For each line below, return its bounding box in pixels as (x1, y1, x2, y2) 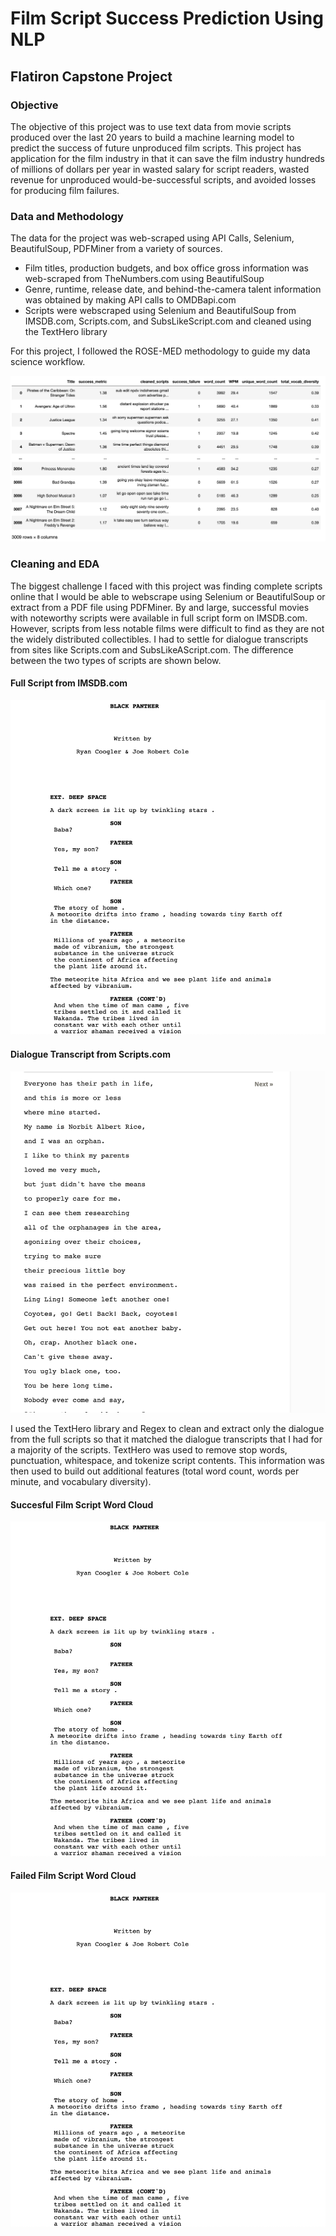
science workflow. (10, 356, 86, 368)
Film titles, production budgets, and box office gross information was (24, 262, 309, 274)
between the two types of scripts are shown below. (10, 654, 222, 666)
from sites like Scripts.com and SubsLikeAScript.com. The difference (10, 643, 294, 656)
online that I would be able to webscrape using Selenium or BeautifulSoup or (10, 590, 326, 602)
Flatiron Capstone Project (10, 68, 173, 85)
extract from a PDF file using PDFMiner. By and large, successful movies (10, 601, 310, 613)
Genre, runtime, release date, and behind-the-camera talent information (24, 283, 322, 296)
